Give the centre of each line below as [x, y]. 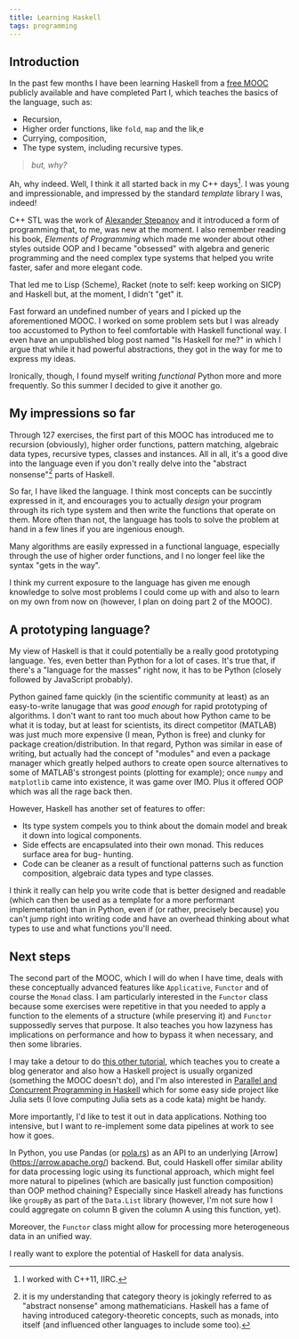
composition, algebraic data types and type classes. [118, 873]
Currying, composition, [64, 138]
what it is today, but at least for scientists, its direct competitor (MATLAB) [143, 725]
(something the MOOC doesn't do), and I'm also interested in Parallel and [143, 1081]
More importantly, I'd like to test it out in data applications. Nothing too [138, 1117]
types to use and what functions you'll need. [91, 928]
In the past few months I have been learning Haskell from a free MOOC [139, 83]
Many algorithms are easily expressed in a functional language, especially [145, 547]
